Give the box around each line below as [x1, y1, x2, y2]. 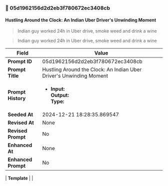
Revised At [7, 119, 34, 126]
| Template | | [5, 175, 33, 181]
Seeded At [7, 111, 33, 118]
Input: [50, 85, 65, 92]
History [7, 95, 26, 102]
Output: [50, 92, 69, 99]
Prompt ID [7, 58, 32, 65]
